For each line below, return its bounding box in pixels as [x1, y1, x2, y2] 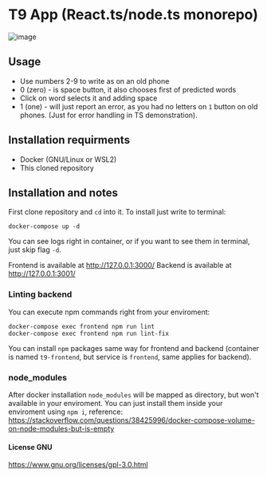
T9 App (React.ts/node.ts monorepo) [8, 6, 259, 24]
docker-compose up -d [8, 223, 80, 231]
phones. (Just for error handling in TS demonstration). [19, 110, 198, 120]
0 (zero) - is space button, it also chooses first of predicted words [19, 85, 237, 94]
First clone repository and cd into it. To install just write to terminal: [8, 207, 226, 217]
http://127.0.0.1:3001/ [8, 269, 76, 278]
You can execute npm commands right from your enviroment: [8, 307, 210, 317]
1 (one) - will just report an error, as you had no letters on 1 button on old [19, 101, 258, 111]
